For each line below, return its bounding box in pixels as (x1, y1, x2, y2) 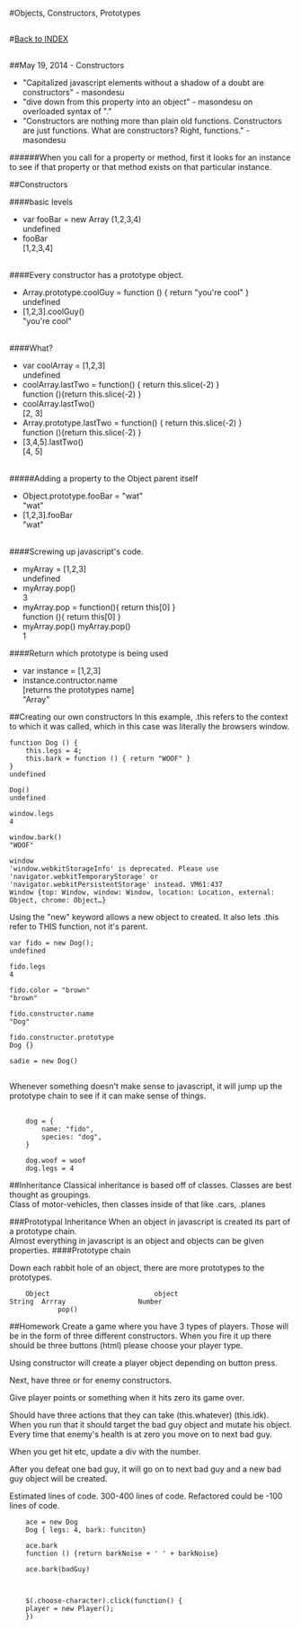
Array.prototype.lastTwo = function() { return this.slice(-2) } (22, 417, 243, 428)
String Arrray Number (9, 1297, 164, 1306)
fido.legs (9, 962, 47, 971)
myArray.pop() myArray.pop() (22, 621, 131, 631)
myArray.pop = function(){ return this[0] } (22, 602, 176, 613)
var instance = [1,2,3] (22, 665, 102, 676)
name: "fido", (41, 1124, 94, 1133)
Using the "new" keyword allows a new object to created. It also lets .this (9, 911, 279, 922)
